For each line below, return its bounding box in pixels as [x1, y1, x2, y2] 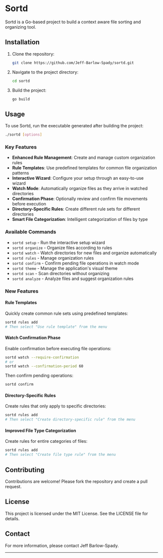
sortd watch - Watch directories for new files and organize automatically [12, 250, 157, 256]
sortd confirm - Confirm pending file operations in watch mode [12, 260, 139, 266]
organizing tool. [5, 24, 36, 30]
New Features [5, 288, 39, 294]
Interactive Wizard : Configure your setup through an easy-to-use [12, 175, 144, 181]
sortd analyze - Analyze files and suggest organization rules [12, 276, 134, 281]
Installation [5, 38, 40, 46]
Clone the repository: [12, 51, 55, 57]
